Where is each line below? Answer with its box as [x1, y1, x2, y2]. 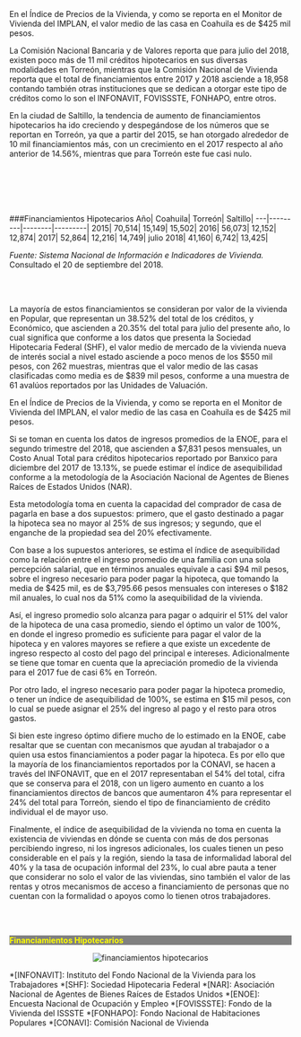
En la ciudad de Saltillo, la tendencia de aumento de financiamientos [9, 110, 262, 120]
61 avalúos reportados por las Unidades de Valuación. [9, 380, 208, 390]
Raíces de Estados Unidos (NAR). [9, 482, 133, 492]
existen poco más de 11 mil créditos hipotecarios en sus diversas [9, 55, 248, 65]
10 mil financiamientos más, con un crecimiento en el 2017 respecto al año [9, 139, 284, 149]
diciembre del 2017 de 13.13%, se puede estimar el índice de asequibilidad [9, 462, 283, 473]
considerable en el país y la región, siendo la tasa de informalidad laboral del [9, 852, 292, 863]
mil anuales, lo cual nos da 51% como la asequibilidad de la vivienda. [9, 592, 263, 603]
